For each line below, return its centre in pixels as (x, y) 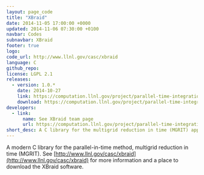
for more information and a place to (134, 160)
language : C (21, 62)
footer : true (23, 46)
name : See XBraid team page (58, 119)
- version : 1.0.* (34, 85)
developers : (21, 107)
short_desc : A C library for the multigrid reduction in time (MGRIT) (97, 130)
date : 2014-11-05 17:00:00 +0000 (49, 23)
